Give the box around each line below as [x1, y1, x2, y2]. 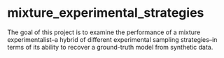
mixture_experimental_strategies [7, 5, 204, 21]
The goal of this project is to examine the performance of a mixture [7, 28, 201, 36]
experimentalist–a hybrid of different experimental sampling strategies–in [7, 35, 218, 43]
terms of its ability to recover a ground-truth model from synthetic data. [7, 43, 213, 51]
